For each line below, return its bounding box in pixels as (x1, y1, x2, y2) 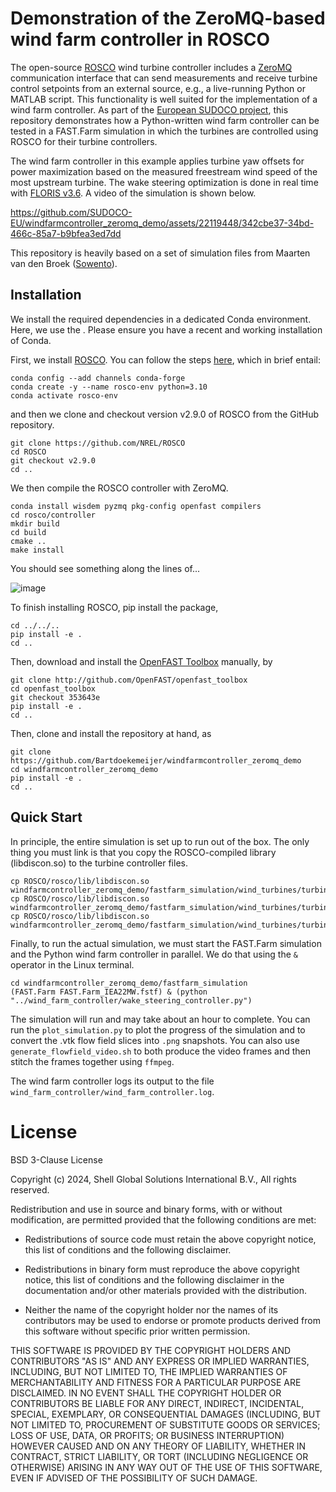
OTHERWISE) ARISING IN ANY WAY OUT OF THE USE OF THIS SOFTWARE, (10, 1461, 323, 1473)
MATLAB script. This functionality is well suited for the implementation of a (10, 93, 318, 105)
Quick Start (10, 809, 83, 826)
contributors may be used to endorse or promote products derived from (24, 1314, 321, 1326)
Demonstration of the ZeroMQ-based (10, 7, 326, 30)
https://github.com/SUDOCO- (10, 206, 133, 218)
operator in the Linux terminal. (10, 958, 135, 971)
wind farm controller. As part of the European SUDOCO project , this (10, 103, 289, 116)
